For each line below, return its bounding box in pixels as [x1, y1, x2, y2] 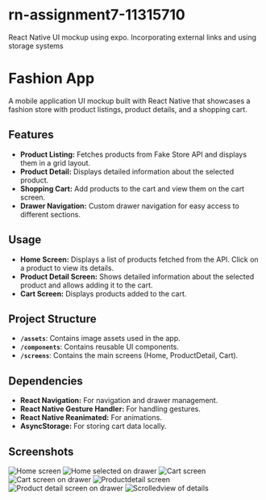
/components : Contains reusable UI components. [19, 342, 180, 352]
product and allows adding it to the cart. [19, 280, 153, 290]
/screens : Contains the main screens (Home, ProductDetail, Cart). [19, 351, 239, 360]
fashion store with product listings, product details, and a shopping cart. [8, 104, 247, 114]
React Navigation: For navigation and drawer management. [19, 396, 218, 405]
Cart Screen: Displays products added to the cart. [19, 288, 187, 298]
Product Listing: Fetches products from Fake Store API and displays [19, 149, 247, 159]
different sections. [19, 209, 81, 219]
